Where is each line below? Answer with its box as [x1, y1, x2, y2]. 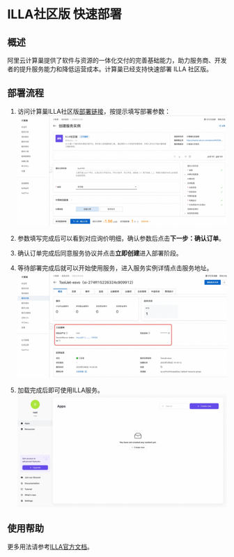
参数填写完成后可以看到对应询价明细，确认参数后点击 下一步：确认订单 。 [17, 234, 225, 242]
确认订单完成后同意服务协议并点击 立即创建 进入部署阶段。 [17, 248, 182, 257]
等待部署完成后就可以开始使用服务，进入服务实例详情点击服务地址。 [17, 263, 213, 272]
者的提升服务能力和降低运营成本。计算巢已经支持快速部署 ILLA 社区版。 [7, 65, 213, 73]
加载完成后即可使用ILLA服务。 [17, 385, 104, 394]
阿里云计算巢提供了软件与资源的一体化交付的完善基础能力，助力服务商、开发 [7, 57, 227, 64]
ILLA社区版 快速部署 [7, 6, 123, 22]
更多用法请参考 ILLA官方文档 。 [7, 542, 94, 551]
